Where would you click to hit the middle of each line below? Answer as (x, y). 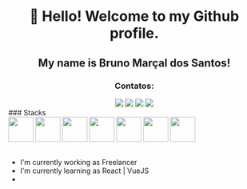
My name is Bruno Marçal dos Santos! (134, 63)
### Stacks (27, 112)
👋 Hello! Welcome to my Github (134, 16)
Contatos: (134, 86)
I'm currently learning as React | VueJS (84, 171)
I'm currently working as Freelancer (78, 163)
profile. (134, 33)
